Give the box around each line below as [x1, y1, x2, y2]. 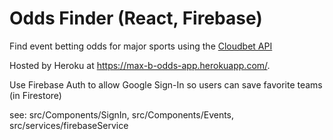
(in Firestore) [9, 89, 62, 101]
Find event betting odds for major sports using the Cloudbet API [9, 40, 273, 52]
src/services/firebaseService [9, 119, 129, 131]
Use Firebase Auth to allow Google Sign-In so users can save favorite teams [9, 78, 323, 91]
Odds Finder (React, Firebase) [9, 7, 263, 30]
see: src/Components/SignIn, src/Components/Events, [9, 108, 235, 121]
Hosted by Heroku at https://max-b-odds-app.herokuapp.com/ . [9, 59, 271, 71]
